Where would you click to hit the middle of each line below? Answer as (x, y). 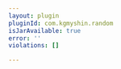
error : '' (25, 38)
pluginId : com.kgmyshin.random (61, 23)
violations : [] (34, 46)
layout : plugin (34, 16)
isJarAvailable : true (45, 30)
